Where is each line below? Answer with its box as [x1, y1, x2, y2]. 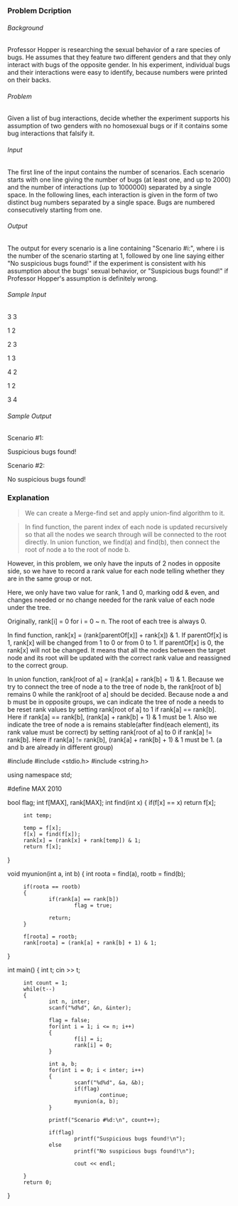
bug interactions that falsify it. [7, 129, 94, 137]
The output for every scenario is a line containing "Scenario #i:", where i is [7, 244, 225, 252]
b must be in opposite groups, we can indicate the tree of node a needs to [7, 697, 225, 707]
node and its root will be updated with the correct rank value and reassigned [7, 654, 231, 662]
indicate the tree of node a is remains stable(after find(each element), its [7, 720, 220, 729]
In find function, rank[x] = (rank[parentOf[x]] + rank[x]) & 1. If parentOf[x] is [7, 631, 229, 640]
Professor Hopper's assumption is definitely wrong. [7, 274, 158, 283]
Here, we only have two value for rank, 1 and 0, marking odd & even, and [7, 588, 220, 597]
